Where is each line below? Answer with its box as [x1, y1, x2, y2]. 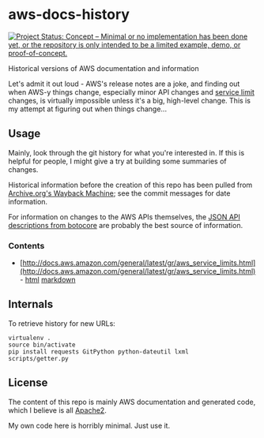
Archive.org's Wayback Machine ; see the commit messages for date [8, 188, 231, 198]
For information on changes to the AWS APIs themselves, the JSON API [8, 212, 241, 222]
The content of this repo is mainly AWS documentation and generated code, [8, 397, 256, 406]
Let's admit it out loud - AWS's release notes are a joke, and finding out [8, 79, 240, 88]
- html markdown [19, 275, 77, 285]
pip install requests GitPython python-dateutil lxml [8, 347, 190, 356]
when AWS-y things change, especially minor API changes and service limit [8, 87, 255, 96]
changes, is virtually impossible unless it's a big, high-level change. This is [8, 95, 251, 105]
